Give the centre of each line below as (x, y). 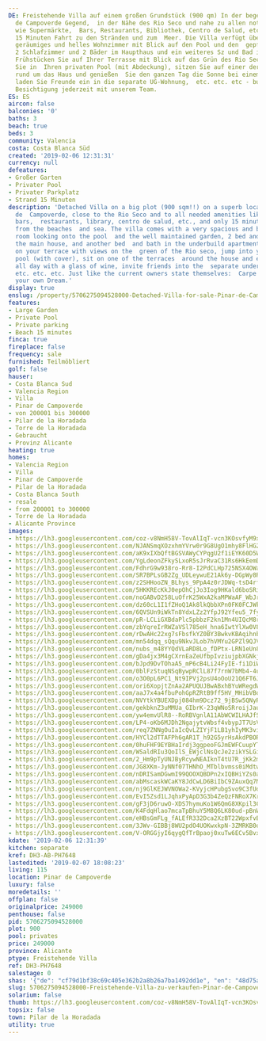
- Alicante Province (42, 524)
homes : (19, 458)
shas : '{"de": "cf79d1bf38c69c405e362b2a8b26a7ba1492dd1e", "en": (120, 980)
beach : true (28, 126)
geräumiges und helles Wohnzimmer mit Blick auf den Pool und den (127, 45)
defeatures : (28, 170)
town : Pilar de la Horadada (55, 1017)
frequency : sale (35, 355)
